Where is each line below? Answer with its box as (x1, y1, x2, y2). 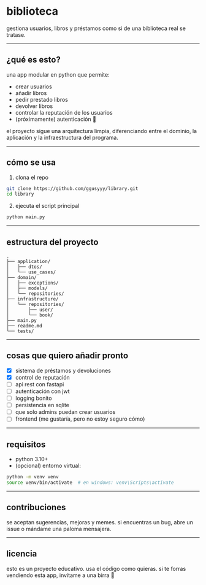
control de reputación (15, 373, 71, 381)
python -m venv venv (6, 474, 59, 480)
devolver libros (15, 102, 53, 110)
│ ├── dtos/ (6, 264, 43, 270)
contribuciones (6, 502, 66, 513)
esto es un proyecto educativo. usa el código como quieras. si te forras (6, 565, 186, 572)
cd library (6, 191, 34, 197)
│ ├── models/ (6, 285, 48, 291)
